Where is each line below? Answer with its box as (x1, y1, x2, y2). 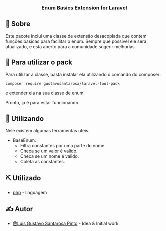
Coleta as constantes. (20, 159, 65, 165)
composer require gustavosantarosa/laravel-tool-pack (5, 81, 120, 86)
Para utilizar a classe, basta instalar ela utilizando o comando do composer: (5, 71, 161, 77)
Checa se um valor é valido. (20, 148, 78, 154)
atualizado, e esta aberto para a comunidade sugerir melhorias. (5, 43, 136, 49)
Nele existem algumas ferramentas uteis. (5, 128, 90, 134)
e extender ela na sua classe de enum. (5, 90, 85, 96)
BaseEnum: (12, 137, 36, 143)
